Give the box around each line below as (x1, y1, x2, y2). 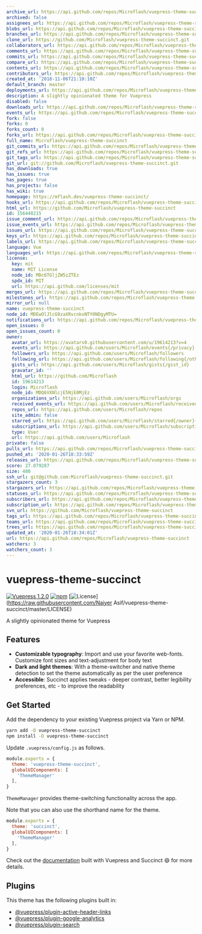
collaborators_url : (6, 43, 55, 49)
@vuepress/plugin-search (14, 921, 80, 929)
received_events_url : (11, 401, 66, 407)
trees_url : (6, 524, 34, 530)
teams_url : (6, 519, 34, 525)
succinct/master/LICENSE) (6, 605, 72, 612)
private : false (6, 440, 44, 447)
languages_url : (6, 249, 44, 256)
